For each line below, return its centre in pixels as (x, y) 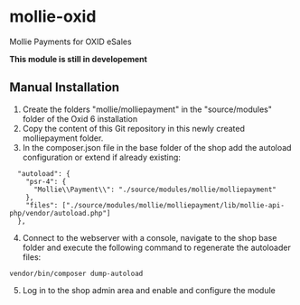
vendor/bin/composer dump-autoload (76, 273)
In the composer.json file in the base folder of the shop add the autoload (157, 147)
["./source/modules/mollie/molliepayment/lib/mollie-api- (173, 205)
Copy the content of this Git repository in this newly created (134, 128)
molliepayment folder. (63, 138)
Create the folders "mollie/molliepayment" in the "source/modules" (147, 109)
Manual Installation (65, 88)
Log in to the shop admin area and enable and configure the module (149, 290)
